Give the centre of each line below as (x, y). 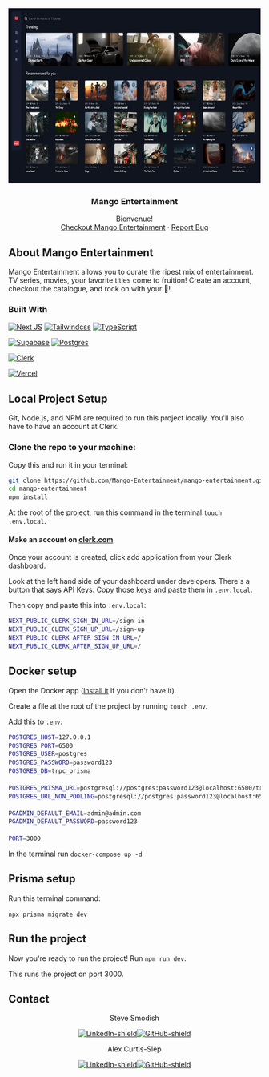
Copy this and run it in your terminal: (68, 464)
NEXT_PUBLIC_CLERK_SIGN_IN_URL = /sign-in (77, 621)
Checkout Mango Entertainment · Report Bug (134, 227)
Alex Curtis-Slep (134, 1049)
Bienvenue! (134, 219)
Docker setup (43, 671)
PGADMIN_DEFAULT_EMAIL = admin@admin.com (75, 813)
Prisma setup (42, 879)
